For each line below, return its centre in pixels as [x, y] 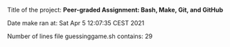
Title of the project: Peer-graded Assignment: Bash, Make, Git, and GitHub [115, 10]
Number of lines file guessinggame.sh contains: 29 [80, 36]
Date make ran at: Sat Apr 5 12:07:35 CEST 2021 [76, 23]
